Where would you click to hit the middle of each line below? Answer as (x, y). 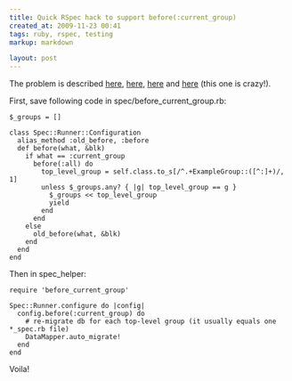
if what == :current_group (75, 157)
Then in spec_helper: (48, 274)
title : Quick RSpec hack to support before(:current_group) (123, 17)
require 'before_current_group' (69, 290)
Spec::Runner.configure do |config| (77, 306)
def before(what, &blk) (61, 149)
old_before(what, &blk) (77, 234)
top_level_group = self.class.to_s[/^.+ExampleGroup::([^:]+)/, (163, 172)
